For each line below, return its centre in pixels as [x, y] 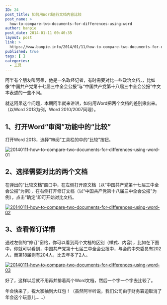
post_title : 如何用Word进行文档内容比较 [43, 14]
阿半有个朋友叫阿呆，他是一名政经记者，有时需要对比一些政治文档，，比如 [80, 80]
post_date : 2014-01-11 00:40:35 [39, 33]
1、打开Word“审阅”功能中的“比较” [58, 127]
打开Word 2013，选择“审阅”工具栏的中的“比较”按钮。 [59, 140]
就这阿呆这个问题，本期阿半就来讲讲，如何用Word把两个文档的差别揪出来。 [83, 103]
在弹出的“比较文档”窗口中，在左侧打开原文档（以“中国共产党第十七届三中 [80, 184]
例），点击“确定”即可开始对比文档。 [41, 197]
